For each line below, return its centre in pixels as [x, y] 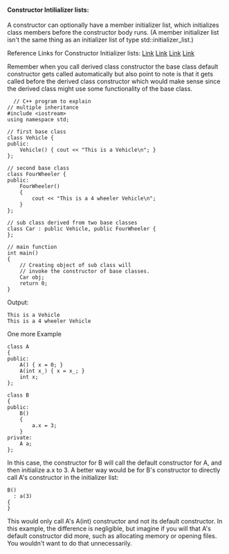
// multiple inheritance [43, 107]
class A [18, 347]
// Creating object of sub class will [75, 266]
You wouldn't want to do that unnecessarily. [70, 544]
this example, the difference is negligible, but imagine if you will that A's [109, 529]
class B [18, 395]
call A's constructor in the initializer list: [63, 478]
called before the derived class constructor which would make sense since [114, 81]
